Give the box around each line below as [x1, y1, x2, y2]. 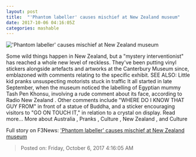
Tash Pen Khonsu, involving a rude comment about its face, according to [6, 90, 182, 97]
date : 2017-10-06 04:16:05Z [6, 19, 75, 25]
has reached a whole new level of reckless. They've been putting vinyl [6, 59, 177, 66]
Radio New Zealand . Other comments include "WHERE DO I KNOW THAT [6, 97, 185, 104]
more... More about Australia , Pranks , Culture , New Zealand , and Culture [6, 116, 188, 123]
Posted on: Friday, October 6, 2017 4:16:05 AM [20, 145, 134, 152]
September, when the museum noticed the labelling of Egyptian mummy [6, 84, 181, 91]
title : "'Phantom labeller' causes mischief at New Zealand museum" [6, 14, 181, 20]
